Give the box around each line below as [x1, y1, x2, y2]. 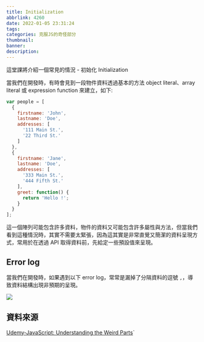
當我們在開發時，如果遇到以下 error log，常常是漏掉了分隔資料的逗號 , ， [6, 273, 188, 281]
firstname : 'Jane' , [17, 155, 67, 161]
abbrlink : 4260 [6, 15, 45, 21]
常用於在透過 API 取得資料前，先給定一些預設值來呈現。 [16, 239, 157, 246]
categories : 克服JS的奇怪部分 [6, 32, 76, 38]
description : [6, 49, 39, 55]
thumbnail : [6, 37, 34, 43]
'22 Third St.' [22, 133, 61, 139]
